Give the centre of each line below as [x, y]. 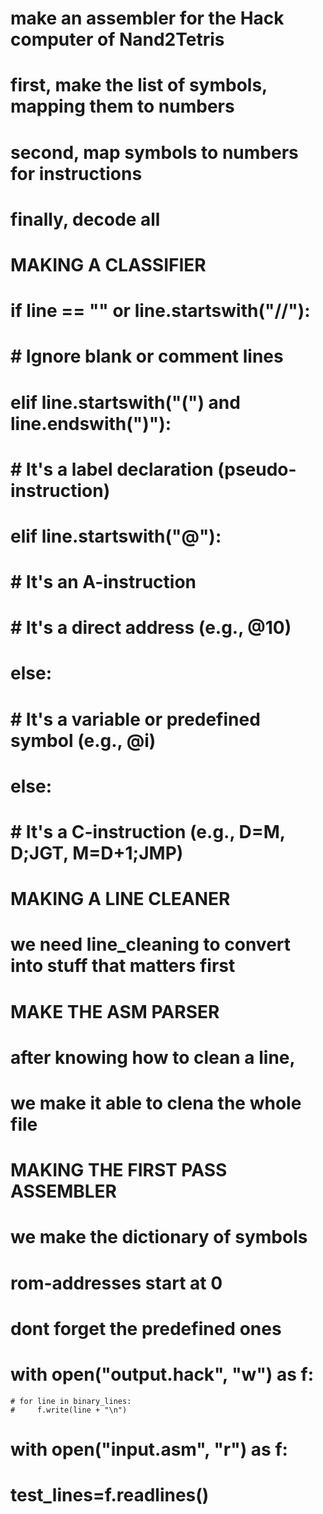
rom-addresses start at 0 [116, 1283]
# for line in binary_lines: [71, 1401]
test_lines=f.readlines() [110, 1495]
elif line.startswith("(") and [125, 402]
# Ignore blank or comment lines [147, 356]
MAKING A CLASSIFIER [108, 264]
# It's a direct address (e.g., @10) [151, 628]
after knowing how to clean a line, [153, 1057]
